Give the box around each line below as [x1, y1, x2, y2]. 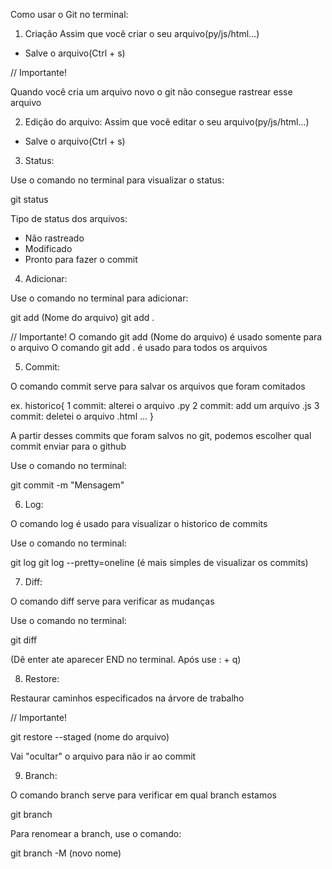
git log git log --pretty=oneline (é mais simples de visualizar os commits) [10, 557, 309, 568]
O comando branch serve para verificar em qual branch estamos [10, 789, 277, 801]
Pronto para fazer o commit [24, 254, 138, 265]
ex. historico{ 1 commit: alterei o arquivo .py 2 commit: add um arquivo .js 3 [10, 400, 320, 411]
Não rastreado [24, 232, 85, 244]
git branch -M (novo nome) [10, 847, 122, 859]
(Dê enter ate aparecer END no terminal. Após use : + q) [10, 654, 242, 665]
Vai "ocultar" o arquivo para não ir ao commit [10, 750, 197, 762]
